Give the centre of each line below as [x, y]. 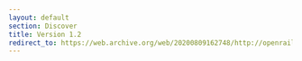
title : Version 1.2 [45, 34]
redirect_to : [33, 43]
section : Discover [43, 26]
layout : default [39, 17]
